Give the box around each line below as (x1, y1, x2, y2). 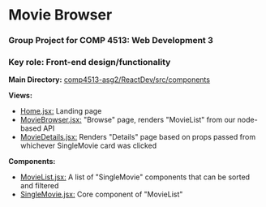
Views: (8, 91, 32, 101)
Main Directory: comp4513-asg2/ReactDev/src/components (8, 75, 211, 84)
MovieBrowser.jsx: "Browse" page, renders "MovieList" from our (19, 115, 236, 125)
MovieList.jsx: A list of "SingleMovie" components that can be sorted (19, 172, 250, 182)
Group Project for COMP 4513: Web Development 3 (8, 35, 213, 46)
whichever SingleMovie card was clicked (19, 140, 157, 151)
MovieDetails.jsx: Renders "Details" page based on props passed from (19, 132, 256, 142)
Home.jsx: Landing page (19, 106, 102, 116)
